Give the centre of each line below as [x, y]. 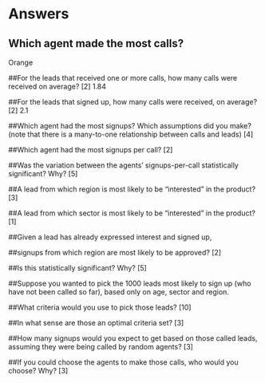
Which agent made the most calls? [96, 43]
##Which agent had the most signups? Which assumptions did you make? [130, 126]
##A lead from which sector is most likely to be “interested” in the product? [132, 213]
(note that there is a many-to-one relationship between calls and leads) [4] [131, 134]
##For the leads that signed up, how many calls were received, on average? [133, 102]
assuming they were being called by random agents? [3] [101, 347]
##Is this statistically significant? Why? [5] [78, 268]
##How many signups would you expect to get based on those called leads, [133, 338]
